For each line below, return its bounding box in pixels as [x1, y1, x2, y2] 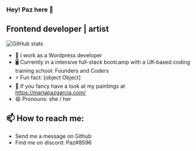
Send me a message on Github [14, 132, 92, 140]
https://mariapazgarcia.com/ [14, 88, 86, 96]
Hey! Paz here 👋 [6, 5, 54, 14]
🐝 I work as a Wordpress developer [14, 51, 103, 59]
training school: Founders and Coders [14, 67, 109, 74]
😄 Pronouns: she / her [14, 95, 71, 102]
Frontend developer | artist [6, 24, 109, 34]
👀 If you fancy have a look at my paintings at [14, 82, 125, 90]
